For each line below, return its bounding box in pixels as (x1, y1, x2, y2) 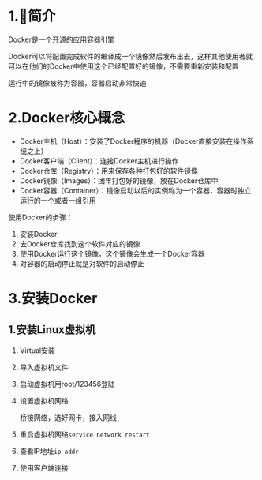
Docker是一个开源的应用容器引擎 (8, 35, 115, 44)
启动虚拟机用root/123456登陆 (19, 379, 116, 388)
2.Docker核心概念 (8, 109, 125, 127)
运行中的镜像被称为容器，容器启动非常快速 (8, 78, 147, 88)
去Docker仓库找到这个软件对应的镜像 (19, 238, 140, 249)
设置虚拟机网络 (19, 396, 69, 405)
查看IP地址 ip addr (19, 446, 79, 456)
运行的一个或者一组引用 (19, 195, 96, 205)
